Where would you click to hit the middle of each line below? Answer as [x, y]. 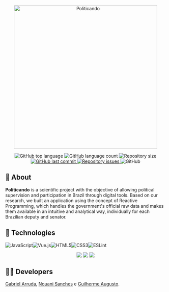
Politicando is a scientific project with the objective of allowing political [80, 189]
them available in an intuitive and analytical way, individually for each [78, 211]
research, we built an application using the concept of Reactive [72, 200]
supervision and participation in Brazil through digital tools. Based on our [81, 195]
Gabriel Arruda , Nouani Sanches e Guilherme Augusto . [62, 284]
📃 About [18, 177]
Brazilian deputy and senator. [36, 216]
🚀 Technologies [30, 233]
